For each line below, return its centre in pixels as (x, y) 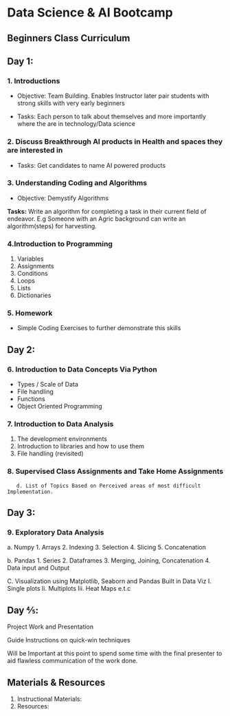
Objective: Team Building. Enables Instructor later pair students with (113, 96)
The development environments (62, 439)
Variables (30, 259)
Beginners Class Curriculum (69, 38)
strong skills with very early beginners (71, 103)
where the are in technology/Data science (76, 124)
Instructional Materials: (49, 699)
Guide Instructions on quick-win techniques (69, 640)
